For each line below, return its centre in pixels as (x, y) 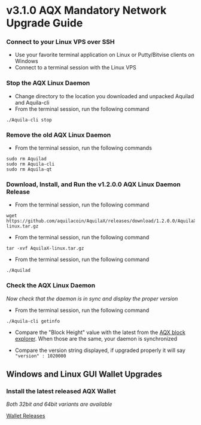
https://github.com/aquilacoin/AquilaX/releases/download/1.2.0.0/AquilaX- (103, 221)
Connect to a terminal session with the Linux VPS (75, 68)
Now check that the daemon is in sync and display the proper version (92, 298)
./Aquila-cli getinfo (33, 321)
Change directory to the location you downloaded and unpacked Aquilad (104, 96)
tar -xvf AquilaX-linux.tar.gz (45, 248)
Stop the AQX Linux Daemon (48, 83)
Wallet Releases (26, 416)
